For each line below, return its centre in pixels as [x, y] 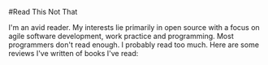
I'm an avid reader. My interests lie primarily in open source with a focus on [134, 27]
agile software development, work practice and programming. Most [121, 36]
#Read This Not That [43, 12]
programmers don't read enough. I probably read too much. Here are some [134, 45]
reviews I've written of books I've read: [73, 53]
